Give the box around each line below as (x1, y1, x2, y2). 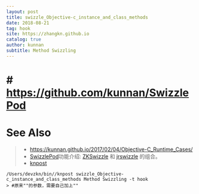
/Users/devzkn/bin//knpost (6, 171, 74, 177)
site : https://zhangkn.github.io (6, 31, 90, 37)
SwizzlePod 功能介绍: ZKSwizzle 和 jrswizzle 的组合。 (29, 153, 161, 160)
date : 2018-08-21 (6, 20, 50, 26)
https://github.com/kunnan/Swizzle (6, 86, 189, 99)
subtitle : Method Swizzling (6, 48, 76, 54)
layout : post (6, 8, 39, 15)
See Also (6, 126, 51, 140)
